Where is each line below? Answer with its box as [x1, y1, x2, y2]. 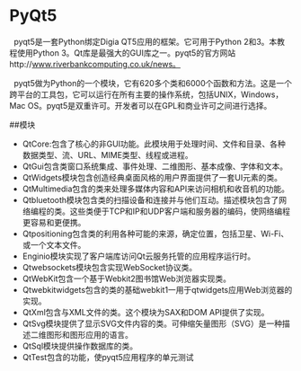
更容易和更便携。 [22, 216, 86, 227]
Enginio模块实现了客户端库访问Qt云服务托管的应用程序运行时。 [22, 251, 256, 261]
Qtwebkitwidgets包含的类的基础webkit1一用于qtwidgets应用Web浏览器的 [22, 284, 293, 295]
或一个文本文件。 [22, 239, 86, 250]
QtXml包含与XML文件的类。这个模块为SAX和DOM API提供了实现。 [22, 306, 270, 317]
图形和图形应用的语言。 [46, 329, 133, 340]
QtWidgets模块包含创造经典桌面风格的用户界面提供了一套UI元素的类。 [22, 172, 283, 182]
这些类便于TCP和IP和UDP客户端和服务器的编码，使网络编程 [69, 206, 290, 216]
